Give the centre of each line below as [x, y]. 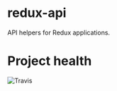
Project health [50, 61]
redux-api [37, 13]
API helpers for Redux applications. [59, 32]
